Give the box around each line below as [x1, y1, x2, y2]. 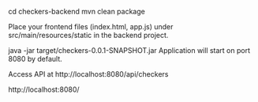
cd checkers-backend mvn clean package [8, 7, 146, 16]
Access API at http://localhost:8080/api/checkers [8, 70, 169, 78]
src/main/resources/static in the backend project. [8, 31, 169, 40]
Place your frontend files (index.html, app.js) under [8, 22, 174, 31]
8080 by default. [8, 55, 63, 63]
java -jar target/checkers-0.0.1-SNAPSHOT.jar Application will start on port [8, 46, 251, 55]
